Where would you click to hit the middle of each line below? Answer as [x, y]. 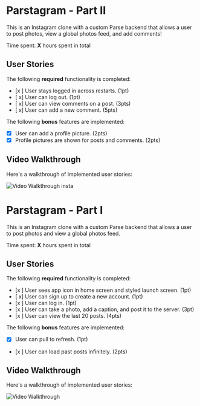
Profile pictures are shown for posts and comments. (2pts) [88, 140]
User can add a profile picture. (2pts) [61, 133]
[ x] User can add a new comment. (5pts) [66, 110]
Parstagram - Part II [56, 11]
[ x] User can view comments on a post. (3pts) [73, 103]
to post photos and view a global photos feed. [63, 233]
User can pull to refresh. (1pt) [51, 340]
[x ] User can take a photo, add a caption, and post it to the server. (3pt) [105, 309]
